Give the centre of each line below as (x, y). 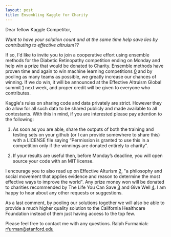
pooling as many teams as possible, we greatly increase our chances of (81, 76)
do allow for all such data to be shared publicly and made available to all (81, 108)
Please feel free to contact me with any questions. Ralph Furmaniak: (77, 223)
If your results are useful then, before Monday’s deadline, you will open (88, 155)
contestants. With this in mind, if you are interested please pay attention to (84, 114)
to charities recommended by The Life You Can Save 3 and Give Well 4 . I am (86, 187)
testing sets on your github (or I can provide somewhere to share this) (86, 134)
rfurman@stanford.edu (29, 229)
